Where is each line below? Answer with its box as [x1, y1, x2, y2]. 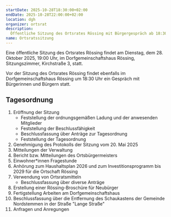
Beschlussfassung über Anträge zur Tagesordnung [20, 130, 127, 137]
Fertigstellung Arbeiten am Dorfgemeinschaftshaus [13, 190, 120, 196]
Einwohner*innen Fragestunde [13, 158, 77, 164]
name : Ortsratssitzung [6, 36, 54, 41]
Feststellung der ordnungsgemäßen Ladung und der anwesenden [20, 115, 158, 121]
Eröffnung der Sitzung [13, 109, 60, 115]
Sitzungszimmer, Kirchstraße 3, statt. [6, 60, 83, 66]
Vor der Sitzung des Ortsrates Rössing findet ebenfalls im [6, 70, 126, 76]
